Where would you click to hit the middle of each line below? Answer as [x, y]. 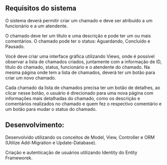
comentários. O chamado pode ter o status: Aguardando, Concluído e [78, 41]
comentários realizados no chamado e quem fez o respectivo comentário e [83, 104]
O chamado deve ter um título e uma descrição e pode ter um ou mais [78, 35]
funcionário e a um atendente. [37, 26]
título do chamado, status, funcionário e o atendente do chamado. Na [78, 67]
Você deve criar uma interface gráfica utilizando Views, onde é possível [80, 56]
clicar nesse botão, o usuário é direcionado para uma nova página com [79, 93]
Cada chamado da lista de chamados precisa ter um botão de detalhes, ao [83, 88]
